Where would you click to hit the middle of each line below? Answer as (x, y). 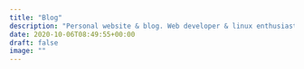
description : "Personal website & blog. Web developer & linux (131, 26)
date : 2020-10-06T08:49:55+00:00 (72, 34)
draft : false (34, 43)
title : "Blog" (36, 17)
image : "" (28, 51)
